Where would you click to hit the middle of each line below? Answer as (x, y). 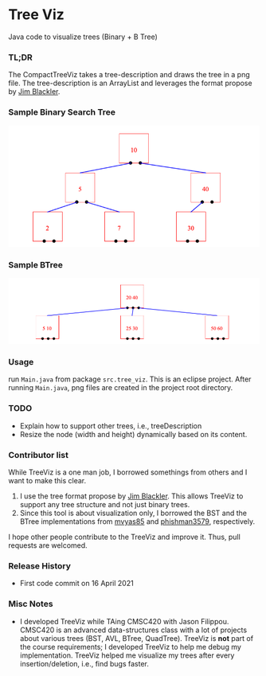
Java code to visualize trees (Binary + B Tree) (83, 37)
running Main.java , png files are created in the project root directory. (121, 388)
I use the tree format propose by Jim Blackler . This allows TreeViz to (131, 496)
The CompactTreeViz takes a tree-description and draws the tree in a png (129, 75)
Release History (40, 566)
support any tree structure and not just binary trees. (105, 505)
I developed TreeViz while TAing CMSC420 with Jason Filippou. (124, 621)
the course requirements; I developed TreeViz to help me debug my (130, 647)
